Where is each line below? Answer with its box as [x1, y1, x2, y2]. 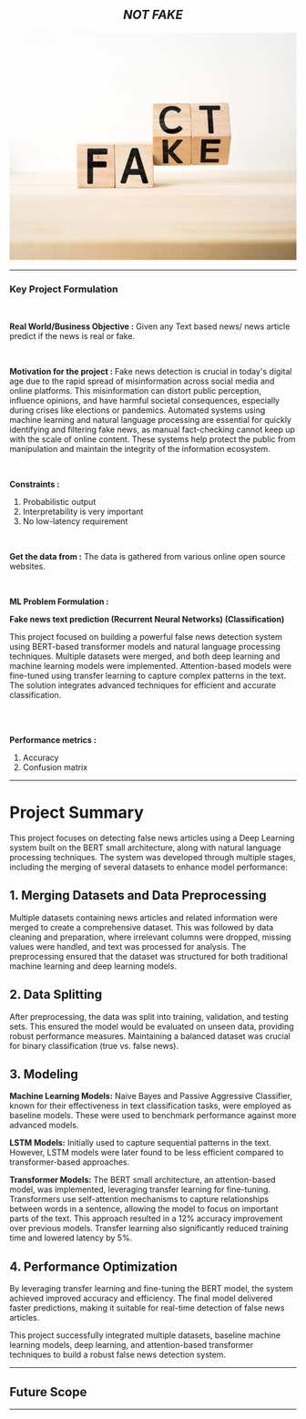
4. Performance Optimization [9, 1259, 178, 1274]
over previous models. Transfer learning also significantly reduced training [9, 1223, 289, 1234]
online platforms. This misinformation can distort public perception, [9, 386, 261, 396]
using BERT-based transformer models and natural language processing [9, 642, 280, 653]
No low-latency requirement [22, 516, 128, 527]
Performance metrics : [9, 735, 97, 745]
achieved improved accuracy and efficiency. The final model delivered [9, 1293, 273, 1304]
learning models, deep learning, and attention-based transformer [9, 1340, 253, 1351]
